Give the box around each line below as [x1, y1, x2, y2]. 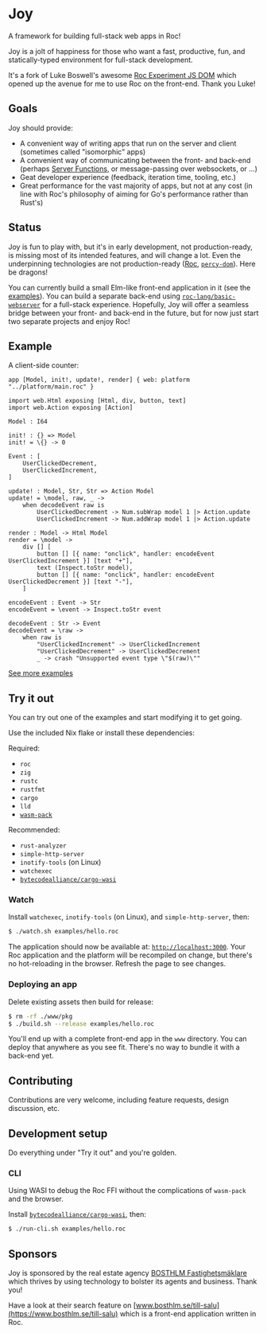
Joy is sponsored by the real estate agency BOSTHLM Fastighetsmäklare [8, 1269, 248, 1278]
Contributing [8, 1074, 73, 1087]
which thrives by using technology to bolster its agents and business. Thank [8, 1276, 257, 1286]
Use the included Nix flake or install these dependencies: [8, 728, 195, 738]
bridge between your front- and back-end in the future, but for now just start [8, 308, 259, 318]
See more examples [8, 668, 74, 678]
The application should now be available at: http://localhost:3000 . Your [8, 942, 246, 952]
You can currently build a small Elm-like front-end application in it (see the [8, 283, 251, 292]
